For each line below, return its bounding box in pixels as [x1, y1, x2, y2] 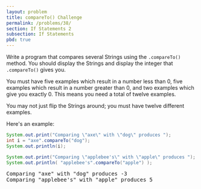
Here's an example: [6, 120, 54, 127]
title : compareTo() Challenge [6, 14, 83, 20]
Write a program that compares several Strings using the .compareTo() [6, 54, 181, 60]
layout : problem [6, 8, 47, 15]
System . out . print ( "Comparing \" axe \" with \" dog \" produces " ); [6, 132, 171, 138]
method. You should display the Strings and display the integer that [6, 60, 173, 67]
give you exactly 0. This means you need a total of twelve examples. [6, 91, 176, 98]
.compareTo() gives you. [6, 66, 66, 73]
